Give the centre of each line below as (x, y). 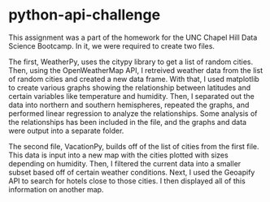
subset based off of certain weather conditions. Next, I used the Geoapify (132, 172)
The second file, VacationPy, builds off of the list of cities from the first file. (134, 146)
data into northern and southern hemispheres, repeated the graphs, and (129, 105)
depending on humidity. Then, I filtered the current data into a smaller (125, 163)
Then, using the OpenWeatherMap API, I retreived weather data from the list (135, 70)
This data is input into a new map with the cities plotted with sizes (119, 155)
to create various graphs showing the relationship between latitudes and (130, 88)
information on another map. (56, 189)
